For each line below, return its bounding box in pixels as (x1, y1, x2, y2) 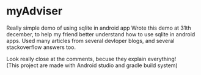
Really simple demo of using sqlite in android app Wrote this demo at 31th (6, 24, 191, 31)
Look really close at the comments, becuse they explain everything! (6, 55, 177, 62)
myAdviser (6, 4, 63, 18)
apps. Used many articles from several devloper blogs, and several (6, 37, 175, 44)
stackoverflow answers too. (6, 44, 76, 51)
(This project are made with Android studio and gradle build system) (6, 62, 178, 69)
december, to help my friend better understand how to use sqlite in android (6, 30, 196, 37)
